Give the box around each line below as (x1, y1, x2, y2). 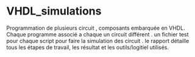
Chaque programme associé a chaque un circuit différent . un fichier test (6, 30, 189, 38)
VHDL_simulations (6, 4, 102, 18)
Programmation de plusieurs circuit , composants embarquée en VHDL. (6, 24, 185, 32)
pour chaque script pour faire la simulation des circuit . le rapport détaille (6, 37, 190, 44)
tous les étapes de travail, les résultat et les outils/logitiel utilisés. (6, 44, 169, 51)
